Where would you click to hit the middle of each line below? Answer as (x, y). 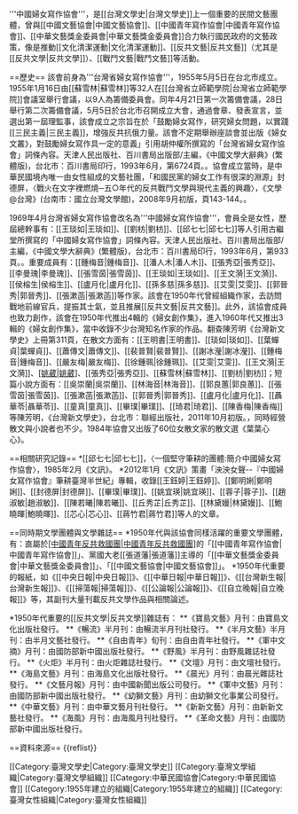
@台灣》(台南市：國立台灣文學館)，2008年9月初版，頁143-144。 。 (130, 199)
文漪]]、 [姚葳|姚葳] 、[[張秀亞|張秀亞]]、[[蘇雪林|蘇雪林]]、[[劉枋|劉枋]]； (142, 373)
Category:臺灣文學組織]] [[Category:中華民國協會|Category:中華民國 (144, 778)
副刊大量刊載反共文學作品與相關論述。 (124, 599)
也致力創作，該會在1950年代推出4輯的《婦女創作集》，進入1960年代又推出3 (146, 317)
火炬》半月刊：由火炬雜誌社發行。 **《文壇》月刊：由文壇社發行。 (164, 662)
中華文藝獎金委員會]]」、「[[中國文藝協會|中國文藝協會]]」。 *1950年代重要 (152, 566)
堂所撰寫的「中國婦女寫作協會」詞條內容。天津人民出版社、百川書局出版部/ (147, 240)
